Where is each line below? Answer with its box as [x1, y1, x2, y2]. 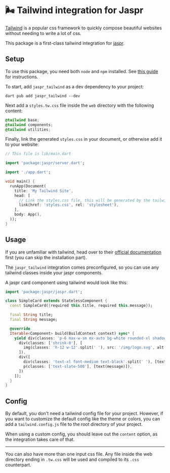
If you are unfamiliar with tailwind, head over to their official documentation [5, 249, 162, 255]
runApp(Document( [10, 183, 47, 188]
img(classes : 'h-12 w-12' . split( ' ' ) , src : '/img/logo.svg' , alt [23, 345, 164, 350]
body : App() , [14, 212, 42, 217]
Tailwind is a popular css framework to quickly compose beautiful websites [5, 24, 162, 31]
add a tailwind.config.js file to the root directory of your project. [5, 421, 143, 427]
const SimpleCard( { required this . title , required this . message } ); [10, 303, 153, 308]
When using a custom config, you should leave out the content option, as [5, 431, 158, 437]
